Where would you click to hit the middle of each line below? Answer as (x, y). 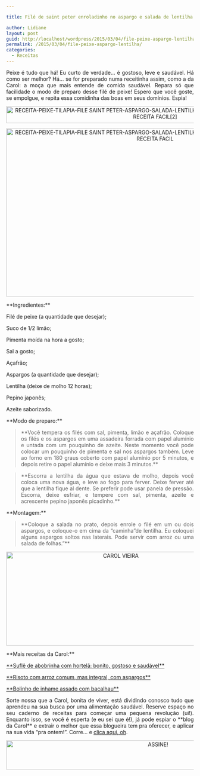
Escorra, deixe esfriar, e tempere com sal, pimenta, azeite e (107, 494)
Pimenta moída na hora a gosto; (45, 340)
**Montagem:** (26, 512)
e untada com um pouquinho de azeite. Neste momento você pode (107, 445)
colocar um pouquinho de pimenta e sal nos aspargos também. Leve (107, 451)
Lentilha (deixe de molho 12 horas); (49, 386)
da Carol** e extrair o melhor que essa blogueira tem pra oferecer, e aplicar (100, 725)
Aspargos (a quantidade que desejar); (53, 374)
